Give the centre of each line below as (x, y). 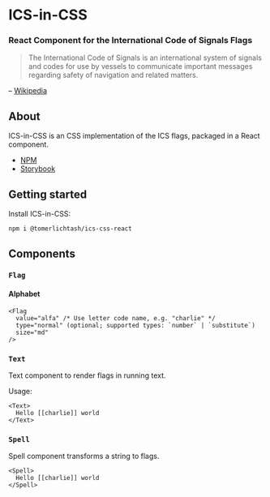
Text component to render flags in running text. (87, 375)
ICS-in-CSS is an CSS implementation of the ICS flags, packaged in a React (135, 136)
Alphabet (24, 294)
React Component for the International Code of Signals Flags (131, 41)
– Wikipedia (28, 91)
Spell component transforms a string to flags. (84, 456)
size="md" (32, 332)
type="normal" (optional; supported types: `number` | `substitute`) (135, 325)
